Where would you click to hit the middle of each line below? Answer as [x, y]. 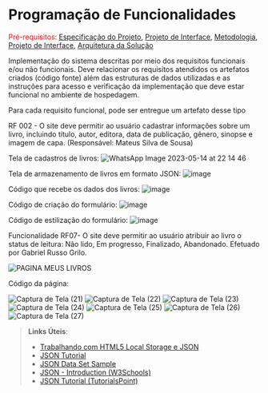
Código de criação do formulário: [63, 204]
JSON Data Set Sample [78, 363]
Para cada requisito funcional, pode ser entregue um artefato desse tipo [127, 110]
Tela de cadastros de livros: [54, 158]
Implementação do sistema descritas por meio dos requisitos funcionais [127, 61]
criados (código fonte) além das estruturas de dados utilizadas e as [119, 77]
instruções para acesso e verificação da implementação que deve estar [126, 86]
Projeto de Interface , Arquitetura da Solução [81, 45]
